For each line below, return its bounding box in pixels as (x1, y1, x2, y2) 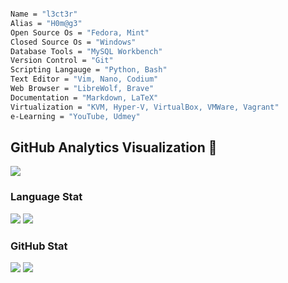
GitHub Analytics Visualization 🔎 (10, 139, 218, 156)
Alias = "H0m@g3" (10, 18, 83, 28)
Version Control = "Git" (10, 56, 114, 66)
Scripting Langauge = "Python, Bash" (10, 65, 168, 75)
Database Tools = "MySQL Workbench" (10, 46, 163, 56)
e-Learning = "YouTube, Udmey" (10, 111, 141, 121)
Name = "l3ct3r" (10, 9, 78, 19)
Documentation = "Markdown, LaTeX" (10, 92, 159, 103)
